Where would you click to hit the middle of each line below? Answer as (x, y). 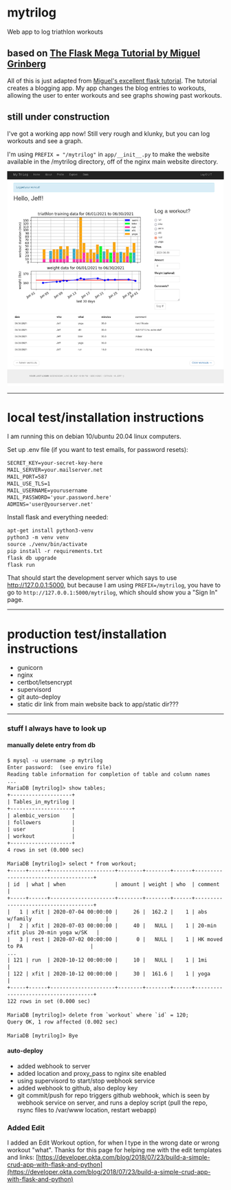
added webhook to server (54, 1066)
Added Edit (26, 1127)
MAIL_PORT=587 (27, 477)
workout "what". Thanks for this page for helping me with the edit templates (114, 1150)
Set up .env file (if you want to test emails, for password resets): (98, 450)
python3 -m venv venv (38, 538)
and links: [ (23, 1158)
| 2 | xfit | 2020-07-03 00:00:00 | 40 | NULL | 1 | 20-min (112, 926)
